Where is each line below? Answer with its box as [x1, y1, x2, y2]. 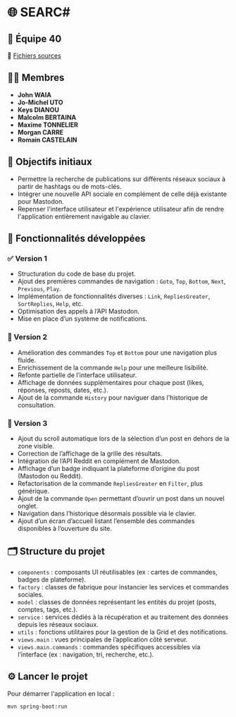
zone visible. [17, 441, 55, 450]
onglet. [17, 501, 39, 510]
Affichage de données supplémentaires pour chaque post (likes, [17, 378, 204, 386]
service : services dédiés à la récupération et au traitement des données [17, 613, 229, 621]
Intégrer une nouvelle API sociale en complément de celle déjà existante [17, 190, 228, 198]
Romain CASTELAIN [17, 135, 77, 144]
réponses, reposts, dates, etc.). [17, 386, 108, 394]
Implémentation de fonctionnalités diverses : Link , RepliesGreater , [17, 292, 211, 300]
